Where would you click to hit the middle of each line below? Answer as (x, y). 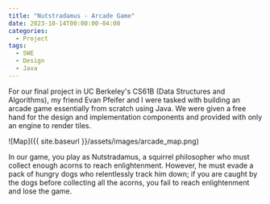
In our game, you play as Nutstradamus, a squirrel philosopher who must (129, 156)
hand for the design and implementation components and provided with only (135, 117)
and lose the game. (40, 191)
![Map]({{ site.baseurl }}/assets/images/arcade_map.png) (104, 141)
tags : (17, 46)
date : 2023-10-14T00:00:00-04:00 (64, 23)
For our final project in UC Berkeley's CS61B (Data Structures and (117, 91)
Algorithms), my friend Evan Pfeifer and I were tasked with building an (124, 100)
